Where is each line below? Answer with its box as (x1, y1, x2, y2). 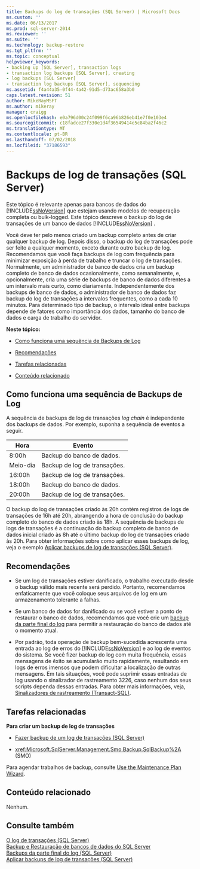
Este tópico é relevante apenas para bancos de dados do (6, 200, 147, 208)
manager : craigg (6, 109, 47, 115)
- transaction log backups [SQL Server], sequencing (6, 81, 140, 87)
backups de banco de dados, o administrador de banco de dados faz (6, 288, 176, 296)
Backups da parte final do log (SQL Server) (6, 849, 112, 856)
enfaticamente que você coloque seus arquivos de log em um (14, 590, 167, 597)
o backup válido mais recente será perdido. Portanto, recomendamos (14, 584, 186, 591)
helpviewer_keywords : (6, 59, 60, 65)
